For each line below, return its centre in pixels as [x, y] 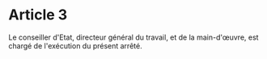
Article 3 [38, 15]
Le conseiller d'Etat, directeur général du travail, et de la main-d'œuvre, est [133, 37]
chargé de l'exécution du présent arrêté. [76, 45]
